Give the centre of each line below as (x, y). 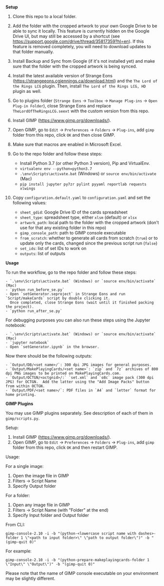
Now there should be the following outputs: (49, 356)
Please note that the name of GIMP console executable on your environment (82, 573)
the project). (20, 307)
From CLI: (15, 524)
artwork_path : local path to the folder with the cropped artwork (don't (89, 222)
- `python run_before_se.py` (35, 290)
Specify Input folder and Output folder (51, 515)
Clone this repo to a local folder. (45, 16)
